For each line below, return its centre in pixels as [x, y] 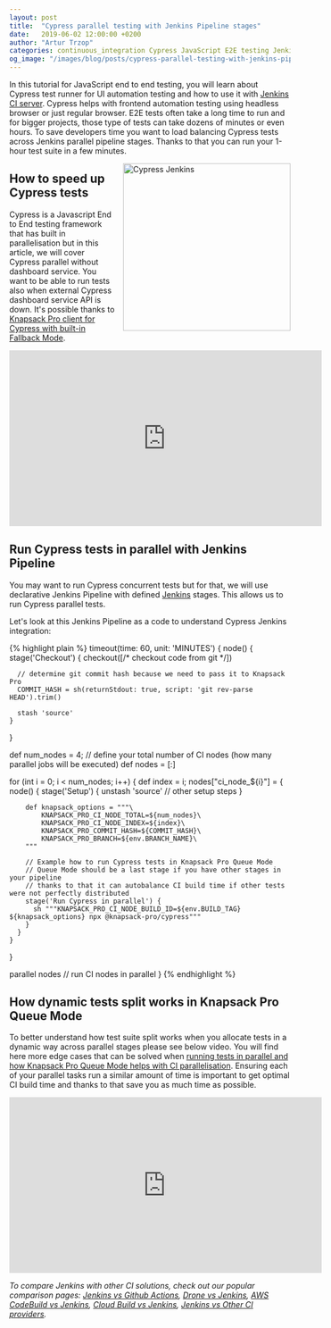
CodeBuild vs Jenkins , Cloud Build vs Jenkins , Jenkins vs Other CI [132, 1305]
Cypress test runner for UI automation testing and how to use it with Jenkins [149, 94]
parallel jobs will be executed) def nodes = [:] [92, 764]
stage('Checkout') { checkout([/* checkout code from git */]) [121, 657]
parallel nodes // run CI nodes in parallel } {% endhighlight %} [123, 973]
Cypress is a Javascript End [60, 214]
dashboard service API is [55, 299]
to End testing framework [56, 223]
